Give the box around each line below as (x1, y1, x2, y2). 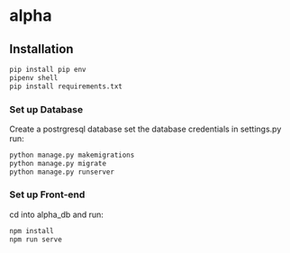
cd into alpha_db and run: (9, 209, 104, 220)
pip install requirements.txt (9, 82, 123, 91)
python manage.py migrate (9, 158, 106, 167)
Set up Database (9, 103, 84, 115)
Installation (9, 41, 74, 57)
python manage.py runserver (9, 167, 115, 176)
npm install (9, 226, 54, 235)
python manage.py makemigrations (9, 150, 135, 159)
